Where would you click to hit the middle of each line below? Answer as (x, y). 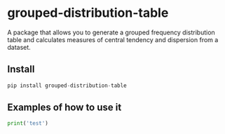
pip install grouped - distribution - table (67, 86)
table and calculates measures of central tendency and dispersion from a (113, 39)
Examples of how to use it (64, 108)
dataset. (19, 47)
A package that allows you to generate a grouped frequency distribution (111, 32)
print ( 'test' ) (28, 123)
